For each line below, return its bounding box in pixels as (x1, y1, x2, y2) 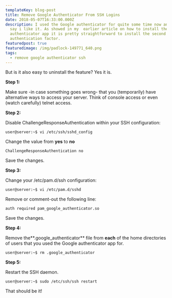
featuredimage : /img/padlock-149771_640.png (5, 46, 102, 51)
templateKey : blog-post (5, 7, 56, 13)
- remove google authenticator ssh (10, 55, 86, 60)
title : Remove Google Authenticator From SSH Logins (5, 12, 120, 17)
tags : (5, 50, 17, 55)
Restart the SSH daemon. (5, 269, 59, 275)
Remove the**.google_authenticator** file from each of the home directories (5, 235, 166, 241)
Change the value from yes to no (5, 139, 75, 145)
